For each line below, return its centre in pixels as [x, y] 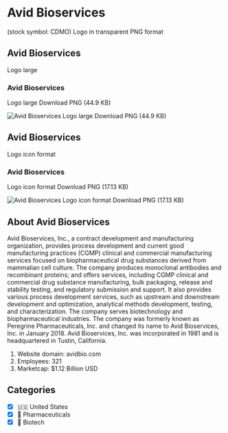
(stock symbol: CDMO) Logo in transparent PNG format [85, 32]
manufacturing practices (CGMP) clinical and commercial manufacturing [110, 253]
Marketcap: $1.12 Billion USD [57, 368]
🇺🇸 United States [43, 406]
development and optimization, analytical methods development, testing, [110, 304]
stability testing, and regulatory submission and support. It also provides [109, 289]
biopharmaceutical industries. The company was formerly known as [103, 318]
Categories [32, 390]
